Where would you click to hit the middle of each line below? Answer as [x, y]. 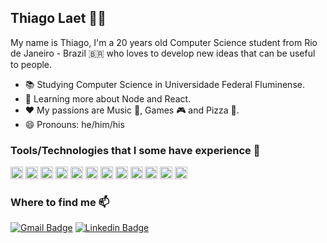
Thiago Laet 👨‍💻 [58, 18]
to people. [31, 64]
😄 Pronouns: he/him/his [74, 124]
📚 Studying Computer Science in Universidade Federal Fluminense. [164, 84]
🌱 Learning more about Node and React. [108, 98]
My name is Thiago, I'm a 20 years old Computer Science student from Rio [164, 42]
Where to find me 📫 [60, 203]
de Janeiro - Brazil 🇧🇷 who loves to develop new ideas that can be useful [163, 53]
